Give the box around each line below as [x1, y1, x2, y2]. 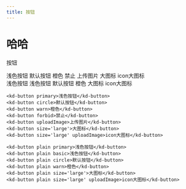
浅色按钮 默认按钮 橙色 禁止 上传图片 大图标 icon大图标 [6, 72, 145, 79]
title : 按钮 [6, 9, 35, 15]
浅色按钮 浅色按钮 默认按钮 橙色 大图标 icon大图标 [6, 79, 133, 87]
